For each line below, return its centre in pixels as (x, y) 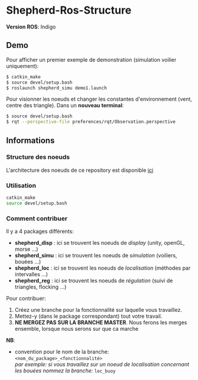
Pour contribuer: (26, 298)
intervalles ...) (31, 274)
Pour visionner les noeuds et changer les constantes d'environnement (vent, (99, 99)
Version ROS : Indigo (31, 27)
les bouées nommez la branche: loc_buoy (65, 371)
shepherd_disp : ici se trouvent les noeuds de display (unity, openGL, (100, 243)
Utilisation (21, 186)
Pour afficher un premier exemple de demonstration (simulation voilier (91, 59)
